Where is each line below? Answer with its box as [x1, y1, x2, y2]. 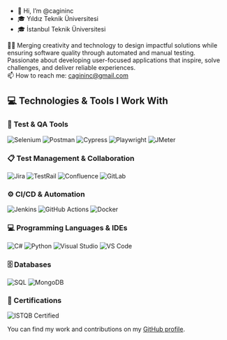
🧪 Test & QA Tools [7, 120, 68, 129]
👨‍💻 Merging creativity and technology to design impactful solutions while [7, 41, 218, 49]
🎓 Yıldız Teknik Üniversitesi [17, 15, 99, 22]
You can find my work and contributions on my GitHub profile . [7, 325, 185, 334]
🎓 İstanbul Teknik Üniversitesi [17, 25, 106, 33]
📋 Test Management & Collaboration [7, 153, 135, 163]
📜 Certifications [7, 295, 62, 305]
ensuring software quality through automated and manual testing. [7, 49, 196, 57]
